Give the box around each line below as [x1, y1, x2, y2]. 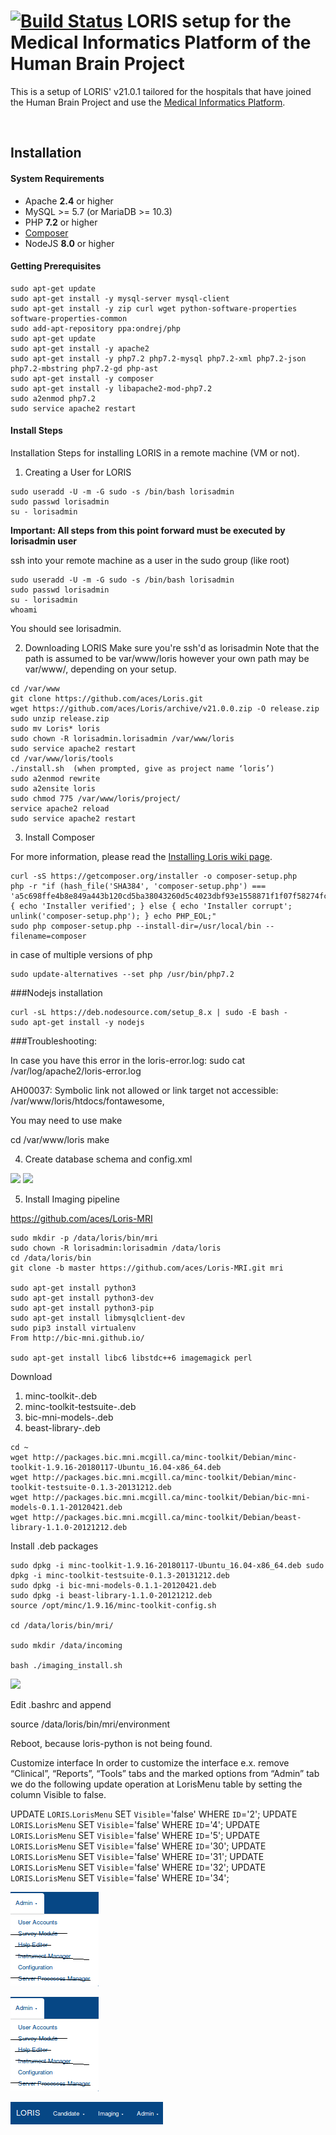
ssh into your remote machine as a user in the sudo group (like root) [10, 554, 290, 566]
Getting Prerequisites [10, 260, 102, 272]
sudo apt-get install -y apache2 [10, 343, 150, 354]
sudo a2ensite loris [10, 783, 97, 794]
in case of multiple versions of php [10, 948, 153, 960]
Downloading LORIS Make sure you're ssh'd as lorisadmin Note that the [24, 641, 320, 654]
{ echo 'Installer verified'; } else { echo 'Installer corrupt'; [10, 901, 293, 911]
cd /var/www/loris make [10, 1133, 110, 1145]
